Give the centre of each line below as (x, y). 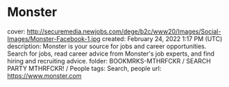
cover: (16, 31)
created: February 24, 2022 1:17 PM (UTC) (162, 38)
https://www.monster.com (44, 76)
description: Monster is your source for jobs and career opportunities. (107, 46)
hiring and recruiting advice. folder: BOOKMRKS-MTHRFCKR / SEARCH (109, 61)
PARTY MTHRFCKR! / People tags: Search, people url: (84, 68)
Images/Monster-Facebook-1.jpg (54, 38)
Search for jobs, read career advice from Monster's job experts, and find (111, 54)
